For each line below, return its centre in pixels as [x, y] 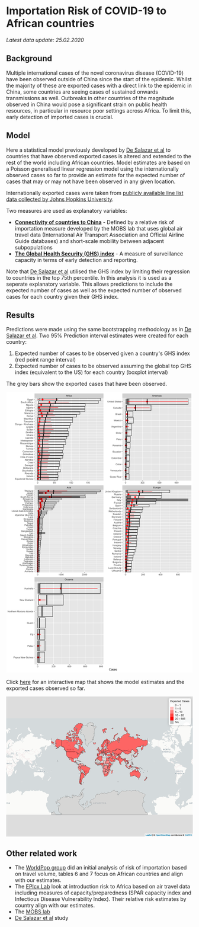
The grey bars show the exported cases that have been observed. [87, 384]
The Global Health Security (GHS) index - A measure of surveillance [99, 254]
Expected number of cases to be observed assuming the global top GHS [103, 366]
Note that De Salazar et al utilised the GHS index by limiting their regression [98, 271]
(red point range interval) [45, 360]
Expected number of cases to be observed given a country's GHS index [102, 353]
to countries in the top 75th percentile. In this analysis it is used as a [89, 277]
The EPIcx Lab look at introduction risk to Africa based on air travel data [102, 886]
